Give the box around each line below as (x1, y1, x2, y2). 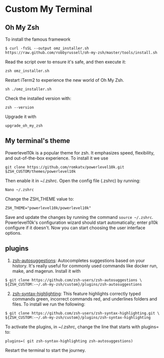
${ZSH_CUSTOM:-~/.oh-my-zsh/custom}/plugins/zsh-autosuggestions (5, 282, 142, 287)
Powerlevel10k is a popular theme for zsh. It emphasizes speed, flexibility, (5, 150, 155, 155)
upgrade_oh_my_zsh (5, 123, 43, 128)
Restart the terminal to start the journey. (5, 347, 86, 353)
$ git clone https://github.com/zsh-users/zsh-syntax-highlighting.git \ (5, 310, 160, 315)
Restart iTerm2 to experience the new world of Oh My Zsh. (5, 77, 124, 83)
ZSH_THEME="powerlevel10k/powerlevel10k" (5, 205, 92, 210)
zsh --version (5, 105, 34, 110)
